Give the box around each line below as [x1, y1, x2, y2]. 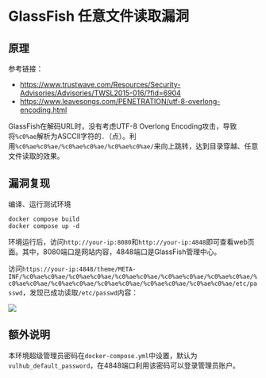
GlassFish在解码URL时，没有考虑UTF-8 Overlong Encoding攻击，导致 [8, 121, 237, 131]
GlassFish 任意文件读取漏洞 [8, 7, 189, 25]
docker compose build [8, 215, 80, 223]
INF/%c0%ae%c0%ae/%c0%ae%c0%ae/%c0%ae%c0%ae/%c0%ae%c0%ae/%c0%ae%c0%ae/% [8, 272, 258, 280]
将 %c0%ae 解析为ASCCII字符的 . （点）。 [8, 132, 129, 141]
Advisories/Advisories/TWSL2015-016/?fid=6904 [19, 88, 181, 98]
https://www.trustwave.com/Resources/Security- [19, 80, 181, 89]
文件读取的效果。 [8, 152, 64, 160]
